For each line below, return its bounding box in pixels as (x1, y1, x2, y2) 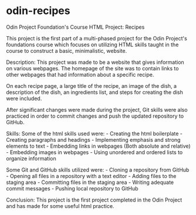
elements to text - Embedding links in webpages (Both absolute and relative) (6, 142, 191, 149)
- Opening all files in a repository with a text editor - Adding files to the (6, 172, 177, 179)
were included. (6, 95, 42, 102)
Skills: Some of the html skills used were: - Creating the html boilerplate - (6, 130, 183, 137)
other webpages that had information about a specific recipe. (6, 71, 154, 78)
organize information (6, 155, 57, 162)
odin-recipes (6, 4, 70, 18)
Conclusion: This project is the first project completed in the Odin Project (6, 196, 183, 203)
